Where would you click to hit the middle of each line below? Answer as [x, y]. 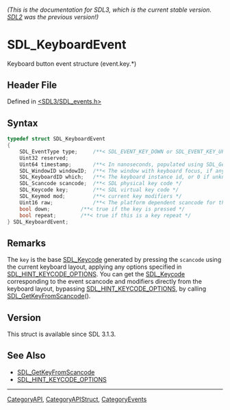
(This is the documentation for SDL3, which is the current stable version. [110, 10]
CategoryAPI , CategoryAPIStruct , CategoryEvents [77, 399]
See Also [26, 355]
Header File [32, 85]
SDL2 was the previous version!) [53, 16]
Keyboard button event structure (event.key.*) [72, 63]
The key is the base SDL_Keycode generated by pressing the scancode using [114, 260]
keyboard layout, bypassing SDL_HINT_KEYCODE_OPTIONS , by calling [107, 289]
